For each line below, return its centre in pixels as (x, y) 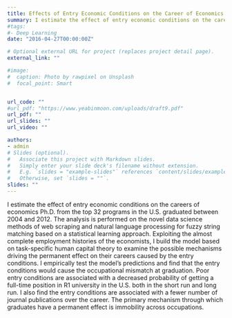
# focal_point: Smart (40, 83)
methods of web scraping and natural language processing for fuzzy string (114, 226)
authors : (20, 140)
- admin (18, 146)
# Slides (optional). (38, 152)
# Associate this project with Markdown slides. (81, 159)
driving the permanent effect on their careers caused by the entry (101, 255)
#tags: (17, 26)
